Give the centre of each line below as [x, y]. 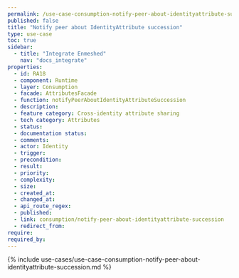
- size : [25, 186]
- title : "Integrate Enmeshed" [60, 54]
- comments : [32, 140]
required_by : [27, 240]
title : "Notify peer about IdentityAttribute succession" [95, 27]
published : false [33, 21]
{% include [23, 259]
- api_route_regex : [43, 206]
